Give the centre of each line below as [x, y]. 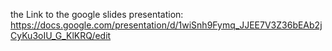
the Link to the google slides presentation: [97, 14]
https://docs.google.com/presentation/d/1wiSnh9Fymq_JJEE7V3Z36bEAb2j [166, 25]
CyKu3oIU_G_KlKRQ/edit [61, 35]
